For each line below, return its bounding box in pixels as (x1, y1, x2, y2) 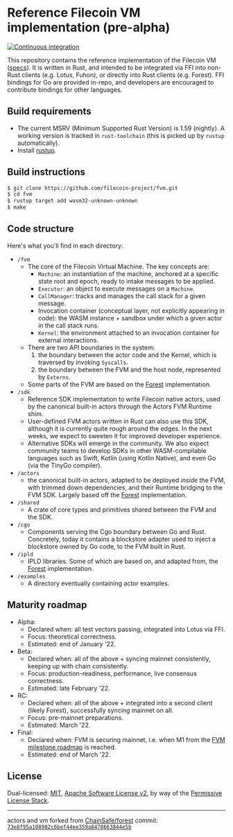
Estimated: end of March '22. (27, 750, 111, 759)
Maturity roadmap (7, 599, 87, 611)
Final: (17, 728, 33, 736)
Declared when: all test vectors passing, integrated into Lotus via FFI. (27, 625, 225, 633)
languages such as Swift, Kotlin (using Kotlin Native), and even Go (27, 454, 216, 462)
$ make (7, 204, 26, 211)
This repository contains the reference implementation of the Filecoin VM (7, 55, 216, 64)
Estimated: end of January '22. (27, 639, 116, 648)
